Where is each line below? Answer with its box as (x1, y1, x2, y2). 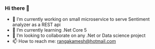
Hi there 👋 (5, 5, 30, 12)
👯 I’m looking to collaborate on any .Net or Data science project (12, 33, 146, 39)
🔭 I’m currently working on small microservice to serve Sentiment (12, 16, 150, 22)
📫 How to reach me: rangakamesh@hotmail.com (12, 38, 116, 44)
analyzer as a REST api (12, 21, 61, 28)
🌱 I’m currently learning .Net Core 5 (12, 27, 87, 33)
